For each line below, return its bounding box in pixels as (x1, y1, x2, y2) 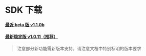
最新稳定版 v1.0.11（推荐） (5, 34, 58, 39)
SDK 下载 (5, 4, 42, 16)
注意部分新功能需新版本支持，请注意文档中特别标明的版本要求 (17, 45, 142, 51)
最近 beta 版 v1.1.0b (5, 21, 45, 27)
